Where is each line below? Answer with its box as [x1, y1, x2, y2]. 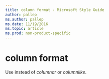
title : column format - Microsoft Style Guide [5, 7, 104, 13]
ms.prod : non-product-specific [5, 31, 71, 36]
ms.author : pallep [5, 17, 44, 22]
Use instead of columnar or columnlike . [5, 69, 87, 75]
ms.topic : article [5, 26, 44, 31]
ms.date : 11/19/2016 [5, 21, 49, 27]
